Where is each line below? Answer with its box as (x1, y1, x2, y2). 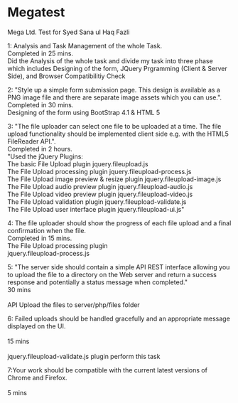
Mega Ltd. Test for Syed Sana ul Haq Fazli (7, 28, 130, 36)
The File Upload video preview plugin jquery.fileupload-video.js (7, 190, 193, 198)
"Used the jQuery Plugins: (7, 152, 84, 161)
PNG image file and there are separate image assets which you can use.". (7, 93, 222, 102)
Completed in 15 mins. (7, 234, 72, 242)
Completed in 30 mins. (7, 100, 74, 109)
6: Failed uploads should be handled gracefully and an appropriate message (7, 314, 231, 323)
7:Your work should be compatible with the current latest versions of (7, 365, 208, 374)
